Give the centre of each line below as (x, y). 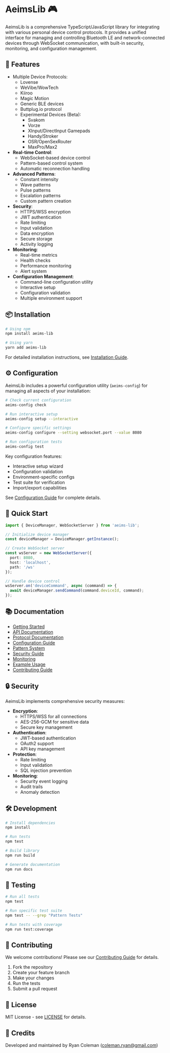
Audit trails (31, 786)
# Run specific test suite (34, 911)
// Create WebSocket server (35, 548)
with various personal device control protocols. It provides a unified (76, 32)
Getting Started (28, 626)
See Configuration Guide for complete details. (53, 498)
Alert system (33, 271)
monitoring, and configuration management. (51, 48)
